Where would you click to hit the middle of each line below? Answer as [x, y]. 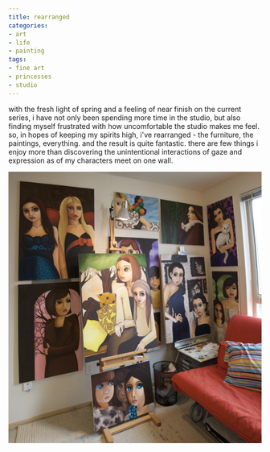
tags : [17, 60]
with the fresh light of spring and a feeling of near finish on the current [125, 109]
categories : [28, 25]
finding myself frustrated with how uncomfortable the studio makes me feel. [134, 126]
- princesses [30, 77]
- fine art [27, 68]
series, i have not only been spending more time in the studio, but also [125, 118]
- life [19, 43]
